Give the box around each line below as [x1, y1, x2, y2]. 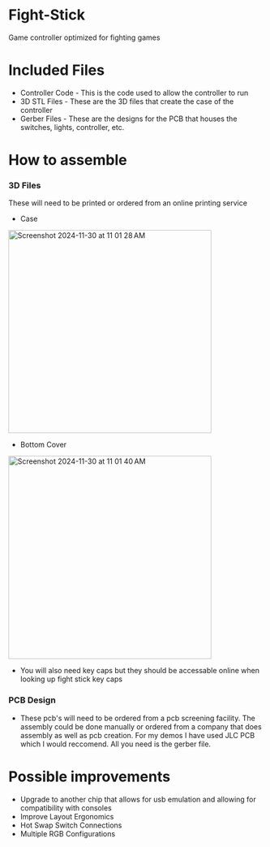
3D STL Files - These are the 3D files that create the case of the [19, 96, 234, 106]
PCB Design [8, 694, 57, 706]
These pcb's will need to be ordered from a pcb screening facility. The [19, 713, 255, 723]
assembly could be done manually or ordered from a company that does [19, 721, 262, 732]
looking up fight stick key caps [19, 674, 123, 684]
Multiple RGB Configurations [19, 828, 116, 838]
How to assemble [8, 151, 127, 170]
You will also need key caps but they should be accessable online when [19, 666, 259, 676]
